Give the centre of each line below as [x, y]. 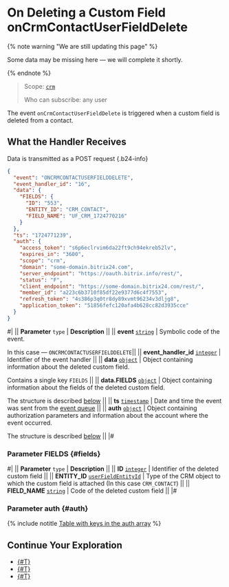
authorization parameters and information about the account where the [108, 415]
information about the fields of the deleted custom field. [86, 387]
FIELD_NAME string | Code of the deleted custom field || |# [92, 491]
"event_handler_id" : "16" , [52, 184]
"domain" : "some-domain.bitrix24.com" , [77, 267]
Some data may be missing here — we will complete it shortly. [95, 59]
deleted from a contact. [40, 120]
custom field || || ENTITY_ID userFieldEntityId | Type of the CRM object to [114, 476]
